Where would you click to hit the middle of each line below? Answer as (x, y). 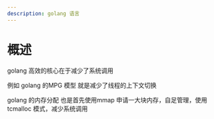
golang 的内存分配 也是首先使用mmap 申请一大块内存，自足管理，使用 (107, 100)
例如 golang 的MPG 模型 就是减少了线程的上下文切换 (82, 85)
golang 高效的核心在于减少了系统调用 (61, 71)
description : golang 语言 (43, 13)
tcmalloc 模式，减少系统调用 (47, 109)
